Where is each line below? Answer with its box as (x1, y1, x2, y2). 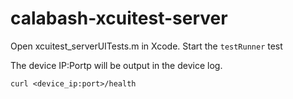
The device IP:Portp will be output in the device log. (10, 59, 223, 71)
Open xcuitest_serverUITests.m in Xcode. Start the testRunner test (10, 40, 283, 52)
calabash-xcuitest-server (10, 7, 228, 30)
